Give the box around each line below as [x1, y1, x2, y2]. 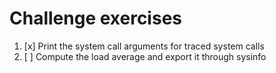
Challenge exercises [9, 7, 182, 30]
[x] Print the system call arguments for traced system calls [23, 40, 265, 52]
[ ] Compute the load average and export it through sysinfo [23, 50, 267, 62]
